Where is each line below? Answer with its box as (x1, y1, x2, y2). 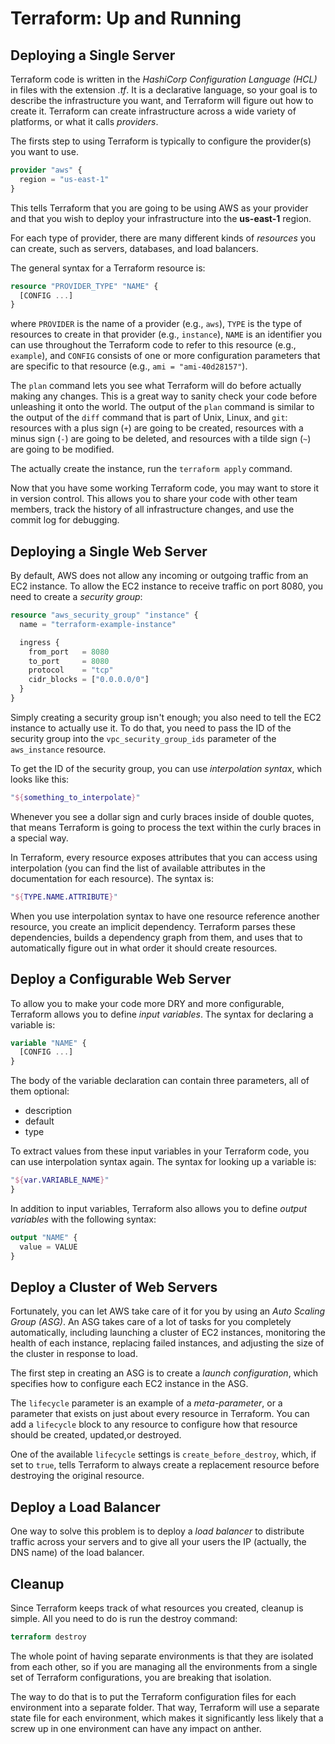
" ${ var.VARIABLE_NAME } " (10, 1175, 110, 1186)
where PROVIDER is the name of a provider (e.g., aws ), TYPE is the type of (10, 318, 303, 330)
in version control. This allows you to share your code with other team (10, 493, 298, 505)
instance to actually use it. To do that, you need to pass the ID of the (10, 722, 292, 734)
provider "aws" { (10, 165, 83, 175)
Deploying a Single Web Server (10, 543, 208, 560)
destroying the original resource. (10, 1470, 145, 1482)
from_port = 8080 (28, 647, 110, 657)
